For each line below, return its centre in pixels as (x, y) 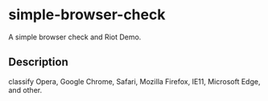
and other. (25, 90)
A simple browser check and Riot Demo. (75, 37)
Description (38, 62)
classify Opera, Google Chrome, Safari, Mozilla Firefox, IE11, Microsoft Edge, (134, 81)
